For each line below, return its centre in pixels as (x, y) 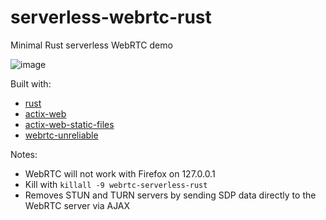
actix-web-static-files (69, 124)
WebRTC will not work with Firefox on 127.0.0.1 (120, 173)
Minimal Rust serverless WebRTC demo (91, 45)
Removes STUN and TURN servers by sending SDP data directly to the (170, 195)
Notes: (24, 154)
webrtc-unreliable (61, 135)
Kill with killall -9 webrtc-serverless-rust (116, 184)
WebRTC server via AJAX (77, 205)
